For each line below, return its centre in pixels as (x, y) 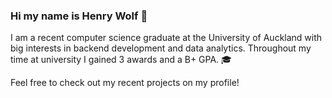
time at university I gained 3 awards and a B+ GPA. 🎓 (121, 60)
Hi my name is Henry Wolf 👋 (79, 16)
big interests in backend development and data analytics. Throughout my (161, 48)
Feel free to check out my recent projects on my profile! (125, 83)
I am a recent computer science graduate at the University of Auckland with (166, 38)
